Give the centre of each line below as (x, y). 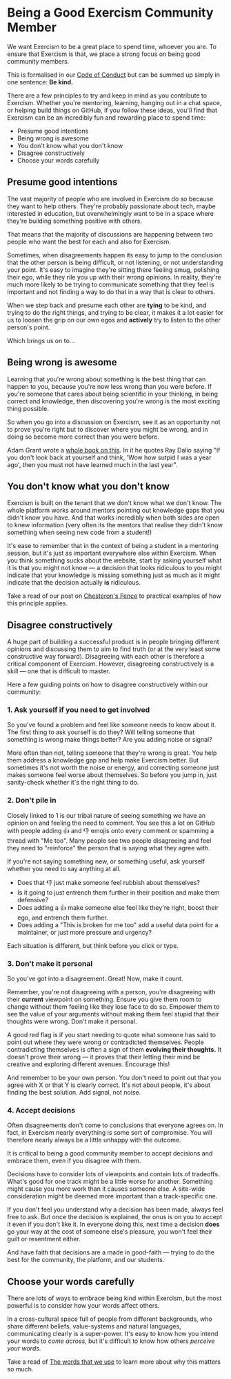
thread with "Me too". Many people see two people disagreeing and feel (109, 840)
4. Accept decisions (41, 1110)
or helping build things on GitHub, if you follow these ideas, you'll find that (112, 110)
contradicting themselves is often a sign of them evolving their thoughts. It (114, 1050)
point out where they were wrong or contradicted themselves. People (106, 1042)
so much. (20, 1369)
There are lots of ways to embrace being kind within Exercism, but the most (114, 1298)
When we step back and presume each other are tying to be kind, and (107, 305)
